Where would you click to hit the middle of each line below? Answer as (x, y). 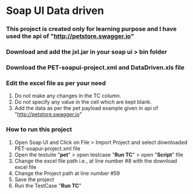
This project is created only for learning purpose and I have (91, 29)
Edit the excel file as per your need (56, 83)
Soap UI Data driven (55, 11)
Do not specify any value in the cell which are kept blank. (83, 102)
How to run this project (39, 129)
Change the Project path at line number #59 (67, 173)
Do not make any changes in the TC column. (68, 96)
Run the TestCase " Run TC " (48, 185)
